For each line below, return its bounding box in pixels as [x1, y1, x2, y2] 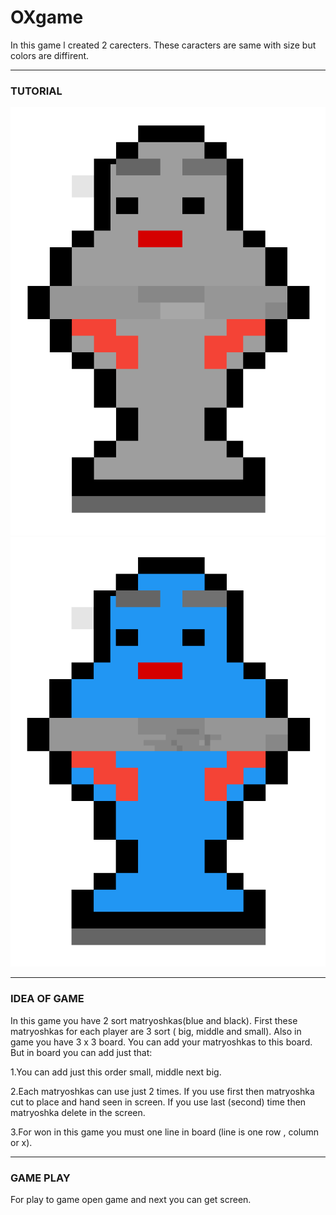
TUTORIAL [10, 84, 63, 98]
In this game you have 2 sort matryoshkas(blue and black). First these [10, 1014, 298, 1026]
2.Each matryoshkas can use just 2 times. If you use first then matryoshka [10, 1085, 315, 1097]
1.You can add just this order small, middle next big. [10, 1066, 222, 1078]
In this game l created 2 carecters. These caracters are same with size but [10, 39, 317, 51]
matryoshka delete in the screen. [10, 1106, 146, 1118]
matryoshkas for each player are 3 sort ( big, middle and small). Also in [10, 1025, 302, 1037]
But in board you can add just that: [10, 1046, 153, 1058]
